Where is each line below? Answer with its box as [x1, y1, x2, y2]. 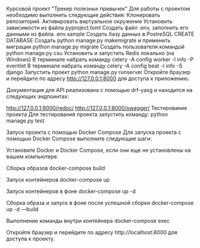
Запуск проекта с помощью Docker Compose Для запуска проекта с [6, 128, 181, 136]
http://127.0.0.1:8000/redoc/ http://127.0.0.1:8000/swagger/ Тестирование [6, 105, 187, 111]
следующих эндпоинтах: [6, 93, 69, 100]
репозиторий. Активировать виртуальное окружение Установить [6, 18, 173, 25]
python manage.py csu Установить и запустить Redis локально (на [6, 50, 174, 56]
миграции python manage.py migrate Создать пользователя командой [6, 43, 185, 50]
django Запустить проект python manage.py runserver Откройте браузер [6, 69, 191, 75]
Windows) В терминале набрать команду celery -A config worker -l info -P [6, 56, 194, 63]
